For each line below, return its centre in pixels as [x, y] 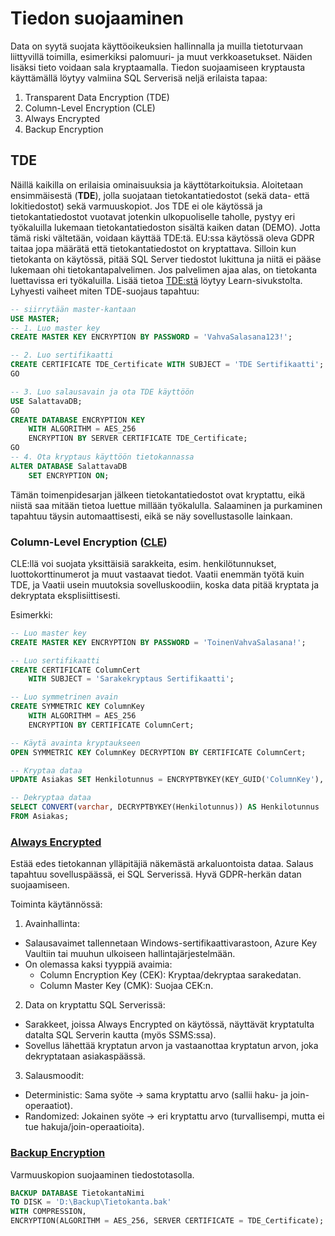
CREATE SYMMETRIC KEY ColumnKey [77, 707]
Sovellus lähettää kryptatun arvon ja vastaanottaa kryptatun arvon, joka [171, 1046]
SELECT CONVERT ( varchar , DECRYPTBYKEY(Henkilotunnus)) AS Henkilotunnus [165, 807]
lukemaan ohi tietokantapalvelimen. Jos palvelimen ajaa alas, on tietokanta [164, 269]
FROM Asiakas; [40, 817]
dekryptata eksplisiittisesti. [65, 595]
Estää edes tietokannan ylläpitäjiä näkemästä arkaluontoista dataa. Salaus [162, 864]
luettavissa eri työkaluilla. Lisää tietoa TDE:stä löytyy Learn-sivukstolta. [156, 280]
